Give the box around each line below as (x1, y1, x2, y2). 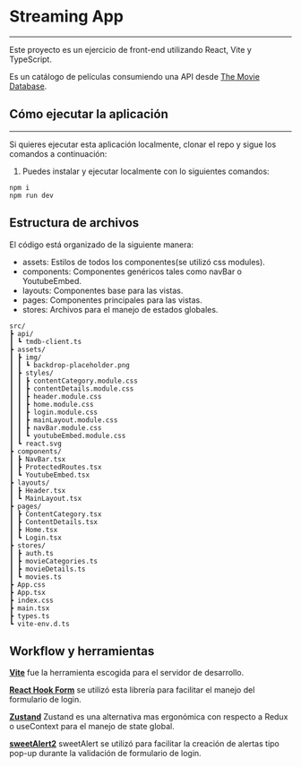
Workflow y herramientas (9, 643, 155, 659)
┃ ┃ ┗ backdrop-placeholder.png (9, 360, 130, 369)
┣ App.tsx (9, 588, 47, 597)
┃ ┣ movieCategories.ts (9, 556, 99, 565)
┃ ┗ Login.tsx (9, 533, 63, 542)
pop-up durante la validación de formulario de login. (9, 748, 202, 759)
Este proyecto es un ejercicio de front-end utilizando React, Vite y (9, 44, 253, 55)
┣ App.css (9, 580, 47, 589)
